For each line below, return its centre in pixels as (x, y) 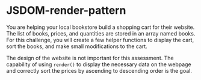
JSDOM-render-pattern (66, 11)
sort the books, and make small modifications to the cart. (77, 46)
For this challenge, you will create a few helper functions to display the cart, (100, 40)
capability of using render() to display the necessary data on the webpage (99, 64)
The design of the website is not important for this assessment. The (90, 58)
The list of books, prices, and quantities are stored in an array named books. (101, 33)
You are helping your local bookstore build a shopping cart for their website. (100, 27)
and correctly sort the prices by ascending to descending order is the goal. (99, 70)
